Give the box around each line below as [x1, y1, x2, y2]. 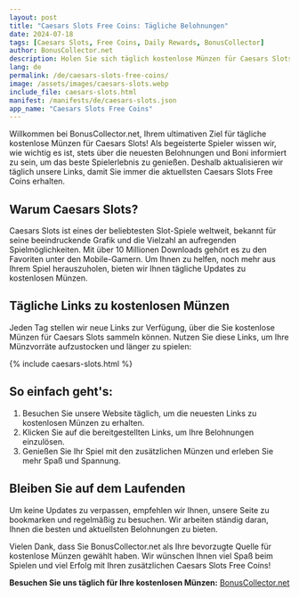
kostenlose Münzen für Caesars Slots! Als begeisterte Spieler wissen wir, [9, 138, 278, 149]
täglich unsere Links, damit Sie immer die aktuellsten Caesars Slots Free [9, 167, 273, 177]
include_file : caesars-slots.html [9, 87, 138, 96]
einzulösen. [21, 436, 65, 446]
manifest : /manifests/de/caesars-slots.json [9, 95, 177, 105]
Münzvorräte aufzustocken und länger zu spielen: [9, 340, 192, 352]
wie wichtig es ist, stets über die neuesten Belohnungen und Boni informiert [9, 148, 287, 159]
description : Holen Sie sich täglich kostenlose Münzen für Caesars [9, 54, 269, 63]
